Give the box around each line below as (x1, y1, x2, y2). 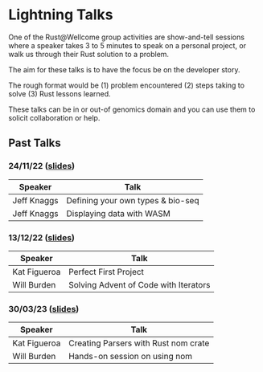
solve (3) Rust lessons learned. (8, 88, 111, 98)
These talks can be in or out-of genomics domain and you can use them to (8, 104, 256, 114)
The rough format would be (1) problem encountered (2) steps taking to (8, 80, 245, 90)
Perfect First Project (68, 266, 145, 277)
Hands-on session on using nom (68, 351, 193, 362)
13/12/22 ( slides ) (8, 231, 75, 243)
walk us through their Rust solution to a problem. (8, 49, 170, 59)
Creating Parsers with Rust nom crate (68, 337, 210, 349)
